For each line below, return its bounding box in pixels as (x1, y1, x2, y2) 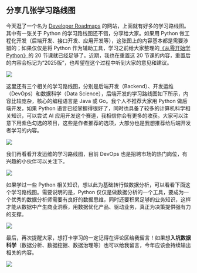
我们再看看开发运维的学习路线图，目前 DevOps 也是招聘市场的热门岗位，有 (6, 150, 188, 157)
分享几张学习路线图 (6, 5, 76, 16)
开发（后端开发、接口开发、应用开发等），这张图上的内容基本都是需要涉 (16, 37, 189, 44)
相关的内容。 (6, 249, 37, 256)
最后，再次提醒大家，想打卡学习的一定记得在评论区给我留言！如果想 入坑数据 (6, 234, 191, 241)
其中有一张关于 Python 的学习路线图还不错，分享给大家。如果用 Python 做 (6, 29, 185, 36)
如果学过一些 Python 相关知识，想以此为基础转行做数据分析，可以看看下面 (6, 181, 186, 188)
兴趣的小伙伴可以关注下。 (6, 158, 68, 165)
